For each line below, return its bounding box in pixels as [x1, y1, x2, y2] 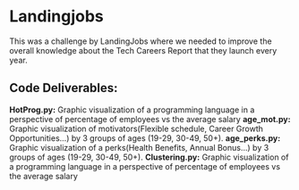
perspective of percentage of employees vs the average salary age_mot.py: [9, 113, 291, 124]
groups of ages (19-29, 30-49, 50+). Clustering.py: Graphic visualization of [9, 152, 289, 162]
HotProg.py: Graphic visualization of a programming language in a [9, 104, 255, 115]
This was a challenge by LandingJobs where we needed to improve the [9, 36, 272, 46]
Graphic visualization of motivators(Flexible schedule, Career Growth [9, 123, 264, 134]
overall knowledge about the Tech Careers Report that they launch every [9, 45, 278, 55]
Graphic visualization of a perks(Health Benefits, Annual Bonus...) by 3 [9, 142, 269, 153]
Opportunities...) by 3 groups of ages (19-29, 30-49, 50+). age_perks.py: [9, 132, 281, 144]
